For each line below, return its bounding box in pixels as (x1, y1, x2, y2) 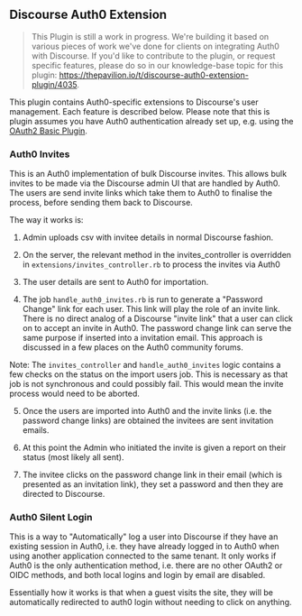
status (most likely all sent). (22, 452, 124, 463)
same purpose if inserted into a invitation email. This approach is (22, 333, 263, 344)
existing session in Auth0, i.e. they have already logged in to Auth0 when (9, 541, 279, 552)
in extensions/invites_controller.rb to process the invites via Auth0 (22, 259, 281, 270)
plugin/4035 (31, 78, 78, 89)
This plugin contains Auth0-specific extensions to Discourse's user (9, 97, 259, 107)
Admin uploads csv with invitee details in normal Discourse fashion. (22, 232, 274, 243)
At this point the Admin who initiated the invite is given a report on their (22, 442, 287, 454)
